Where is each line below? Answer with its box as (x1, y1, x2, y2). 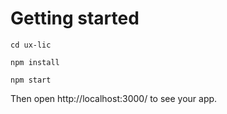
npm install (10, 57, 60, 67)
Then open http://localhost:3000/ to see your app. (10, 92, 218, 104)
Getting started (10, 7, 140, 30)
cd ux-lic (10, 40, 52, 50)
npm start (10, 75, 52, 85)
